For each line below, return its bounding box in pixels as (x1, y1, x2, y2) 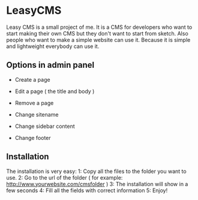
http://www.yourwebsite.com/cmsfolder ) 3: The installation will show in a (6, 180, 188, 187)
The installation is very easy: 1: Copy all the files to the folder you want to (6, 168, 187, 175)
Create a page (14, 76, 50, 83)
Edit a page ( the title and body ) (14, 88, 95, 95)
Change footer (14, 134, 51, 141)
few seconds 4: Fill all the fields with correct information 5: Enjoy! (6, 187, 168, 194)
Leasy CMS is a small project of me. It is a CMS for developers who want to (6, 23, 193, 31)
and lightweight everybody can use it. (6, 43, 100, 50)
